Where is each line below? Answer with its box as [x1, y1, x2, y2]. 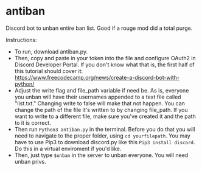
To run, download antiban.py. [14, 47, 88, 55]
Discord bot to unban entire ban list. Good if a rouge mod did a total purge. [5, 24, 193, 32]
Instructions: [5, 36, 37, 43]
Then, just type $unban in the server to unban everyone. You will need [14, 151, 189, 159]
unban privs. [14, 158, 46, 165]
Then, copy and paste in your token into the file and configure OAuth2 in [14, 54, 196, 61]
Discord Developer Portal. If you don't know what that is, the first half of [14, 61, 195, 68]
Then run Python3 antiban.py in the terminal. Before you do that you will [14, 125, 195, 133]
